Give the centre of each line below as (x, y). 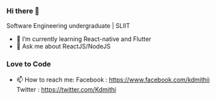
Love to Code (29, 64)
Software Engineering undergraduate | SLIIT (68, 26)
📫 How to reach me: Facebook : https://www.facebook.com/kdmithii (113, 79)
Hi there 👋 (23, 11)
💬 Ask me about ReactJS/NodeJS (63, 47)
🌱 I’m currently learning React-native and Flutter (84, 39)
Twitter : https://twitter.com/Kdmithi (66, 89)
